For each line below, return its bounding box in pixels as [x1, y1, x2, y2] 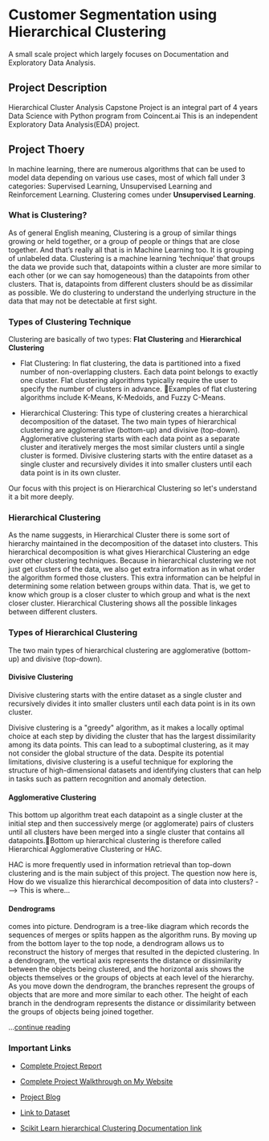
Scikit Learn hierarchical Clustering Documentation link [19, 1123, 202, 1133]
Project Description [8, 81, 108, 95]
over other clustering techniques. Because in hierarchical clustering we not [8, 556, 257, 565]
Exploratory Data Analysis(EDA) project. [8, 119, 141, 129]
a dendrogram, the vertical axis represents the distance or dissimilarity [8, 956, 243, 965]
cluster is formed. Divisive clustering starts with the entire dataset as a [19, 451, 253, 461]
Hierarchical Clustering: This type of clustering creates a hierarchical [19, 408, 248, 418]
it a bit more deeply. [8, 492, 75, 502]
